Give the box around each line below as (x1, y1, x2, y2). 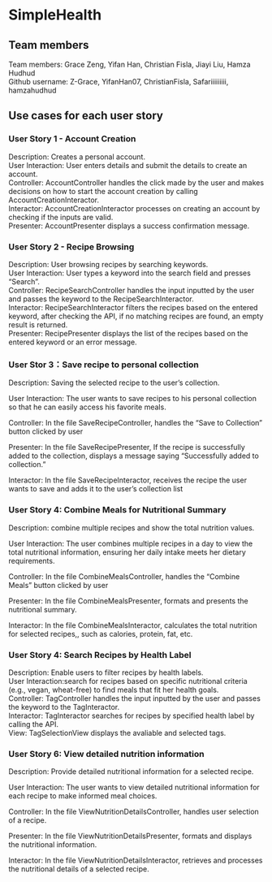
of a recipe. (8, 815, 47, 825)
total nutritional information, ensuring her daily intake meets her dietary (8, 547, 246, 557)
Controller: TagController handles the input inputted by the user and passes (8, 693, 261, 703)
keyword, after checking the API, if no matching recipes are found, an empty (8, 311, 264, 321)
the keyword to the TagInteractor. (8, 702, 120, 711)
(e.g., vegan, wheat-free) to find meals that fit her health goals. (8, 685, 219, 694)
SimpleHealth (8, 6, 102, 24)
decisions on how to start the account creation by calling (8, 186, 199, 196)
